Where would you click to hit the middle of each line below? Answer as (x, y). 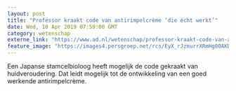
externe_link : (28, 40)
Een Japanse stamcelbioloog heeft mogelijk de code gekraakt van (103, 66)
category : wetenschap (39, 33)
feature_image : (29, 46)
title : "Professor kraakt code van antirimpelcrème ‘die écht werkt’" (113, 20)
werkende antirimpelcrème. (47, 81)
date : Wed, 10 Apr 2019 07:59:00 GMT (63, 27)
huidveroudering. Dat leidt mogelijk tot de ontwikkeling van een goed (107, 73)
